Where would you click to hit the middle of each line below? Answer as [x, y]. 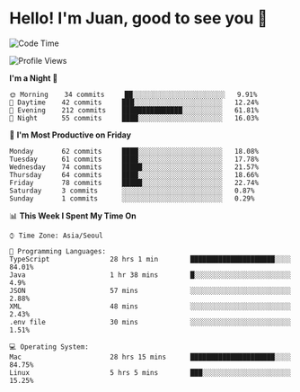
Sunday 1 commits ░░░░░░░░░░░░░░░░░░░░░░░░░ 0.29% [132, 198]
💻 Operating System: [49, 347]
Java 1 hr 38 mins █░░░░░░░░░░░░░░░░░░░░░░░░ [150, 275]
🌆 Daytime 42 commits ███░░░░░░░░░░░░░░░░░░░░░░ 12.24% [134, 102]
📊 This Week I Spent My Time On [73, 216]
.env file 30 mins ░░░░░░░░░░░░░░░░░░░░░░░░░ [150, 322]
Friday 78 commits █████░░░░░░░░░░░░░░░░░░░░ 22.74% [134, 183]
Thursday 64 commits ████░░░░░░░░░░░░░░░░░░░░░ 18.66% [134, 174]
